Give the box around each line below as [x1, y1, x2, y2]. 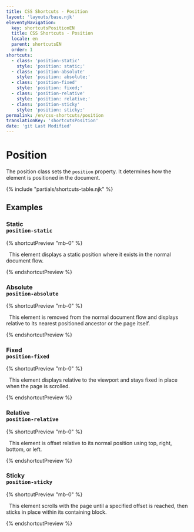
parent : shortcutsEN [11, 42, 62, 48]
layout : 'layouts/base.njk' [6, 14, 75, 20]
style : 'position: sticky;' [16, 107, 85, 113]
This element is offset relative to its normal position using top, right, [8, 439, 172, 446]
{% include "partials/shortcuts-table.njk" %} [6, 186, 113, 193]
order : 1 [11, 47, 33, 53]
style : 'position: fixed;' [16, 85, 83, 91]
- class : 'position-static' [11, 58, 81, 63]
